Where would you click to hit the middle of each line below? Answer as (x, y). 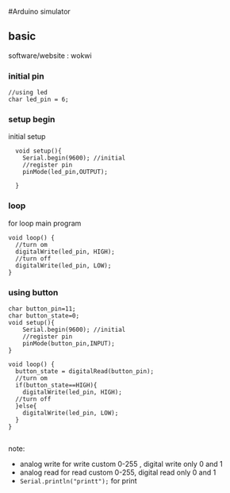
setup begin (32, 120)
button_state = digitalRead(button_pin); (85, 372)
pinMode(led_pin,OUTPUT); (65, 172)
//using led (28, 93)
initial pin (27, 76)
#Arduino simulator (40, 12)
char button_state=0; (44, 316)
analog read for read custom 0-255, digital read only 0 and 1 (118, 472)
